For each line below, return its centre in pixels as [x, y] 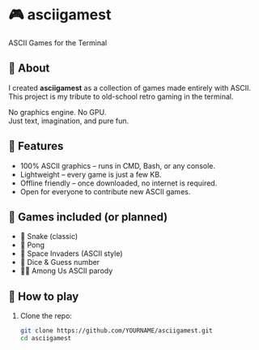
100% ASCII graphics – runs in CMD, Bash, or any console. [118, 165]
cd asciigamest [46, 339]
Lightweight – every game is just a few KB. [91, 174]
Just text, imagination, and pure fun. [69, 121]
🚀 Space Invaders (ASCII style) [71, 254]
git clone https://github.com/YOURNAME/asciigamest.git [116, 331]
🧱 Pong [32, 245]
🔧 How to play [44, 296]
